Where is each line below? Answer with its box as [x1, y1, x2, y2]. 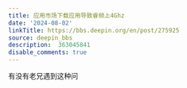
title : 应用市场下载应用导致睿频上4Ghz [8, 11, 125, 20]
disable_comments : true [8, 48, 88, 56]
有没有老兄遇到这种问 [8, 71, 78, 80]
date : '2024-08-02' [8, 19, 73, 27]
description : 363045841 [8, 41, 91, 49]
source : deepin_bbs [8, 33, 73, 42]
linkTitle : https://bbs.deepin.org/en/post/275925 [8, 26, 180, 34]
